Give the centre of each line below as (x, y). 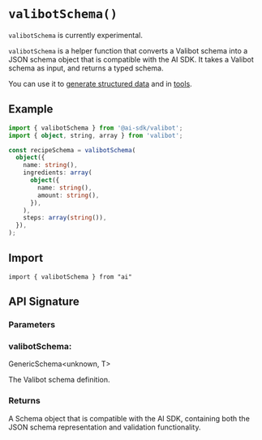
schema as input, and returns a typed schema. (86, 68)
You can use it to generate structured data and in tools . (100, 83)
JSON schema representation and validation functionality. (105, 427)
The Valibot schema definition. (60, 380)
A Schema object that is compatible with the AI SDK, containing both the (129, 418)
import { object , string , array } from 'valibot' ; (96, 135)
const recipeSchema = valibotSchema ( (72, 150)
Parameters (32, 325)
